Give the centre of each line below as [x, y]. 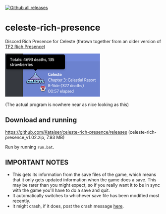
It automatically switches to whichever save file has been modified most [86, 195]
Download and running [41, 120]
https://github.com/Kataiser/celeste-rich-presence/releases [66, 132]
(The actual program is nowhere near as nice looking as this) [67, 105]
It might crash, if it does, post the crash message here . [68, 206]
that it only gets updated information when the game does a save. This [84, 180]
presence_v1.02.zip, [25, 137]
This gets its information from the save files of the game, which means [84, 174]
